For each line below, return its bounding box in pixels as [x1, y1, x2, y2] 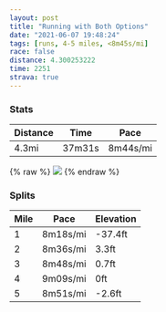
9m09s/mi [42, 273, 87, 286]
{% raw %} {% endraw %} [9, 166, 120, 178]
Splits [9, 189, 36, 202]
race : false [9, 47, 55, 57]
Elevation [95, 213, 137, 225]
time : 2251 [9, 65, 51, 74]
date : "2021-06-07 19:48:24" [9, 30, 120, 39]
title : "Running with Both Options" [9, 22, 149, 31]
